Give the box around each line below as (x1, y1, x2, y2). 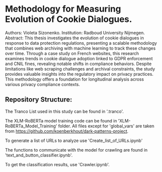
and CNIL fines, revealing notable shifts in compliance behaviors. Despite (5, 61, 152, 67)
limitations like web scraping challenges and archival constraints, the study (5, 66, 155, 71)
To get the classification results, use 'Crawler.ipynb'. (5, 161, 110, 167)
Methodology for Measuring (5, 3, 121, 15)
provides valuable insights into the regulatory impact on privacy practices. (5, 71, 154, 77)
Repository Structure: (5, 96, 72, 104)
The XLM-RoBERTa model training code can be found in (5, 118, 117, 123)
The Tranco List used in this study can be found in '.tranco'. (5, 108, 124, 114)
